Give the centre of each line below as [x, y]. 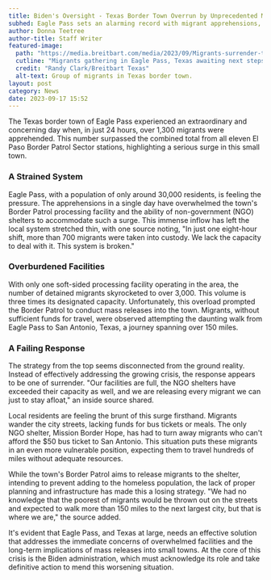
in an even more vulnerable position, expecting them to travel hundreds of [131, 450]
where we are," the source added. [65, 517]
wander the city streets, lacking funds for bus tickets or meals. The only [128, 424]
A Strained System [46, 177]
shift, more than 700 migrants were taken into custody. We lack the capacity [135, 237]
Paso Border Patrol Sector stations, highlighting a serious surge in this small [134, 147]
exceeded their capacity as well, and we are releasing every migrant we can [135, 392]
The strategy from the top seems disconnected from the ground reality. [127, 366]
